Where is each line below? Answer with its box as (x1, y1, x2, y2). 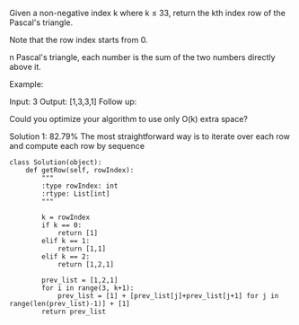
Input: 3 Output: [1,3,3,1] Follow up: (9, 96, 137, 107)
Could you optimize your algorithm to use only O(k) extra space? (9, 114, 249, 124)
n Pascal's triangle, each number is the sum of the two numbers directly (9, 52, 276, 62)
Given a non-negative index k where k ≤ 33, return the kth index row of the (9, 8, 286, 18)
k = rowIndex (41, 213, 91, 222)
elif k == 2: (41, 252, 91, 261)
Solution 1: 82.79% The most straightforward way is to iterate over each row (9, 131, 290, 142)
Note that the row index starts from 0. (9, 35, 148, 45)
